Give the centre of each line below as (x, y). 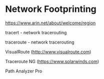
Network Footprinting (51, 9)
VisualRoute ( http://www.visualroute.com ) (48, 52)
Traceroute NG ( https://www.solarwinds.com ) (52, 61)
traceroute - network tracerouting (40, 42)
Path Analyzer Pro (24, 71)
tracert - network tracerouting (36, 32)
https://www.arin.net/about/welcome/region (50, 23)
